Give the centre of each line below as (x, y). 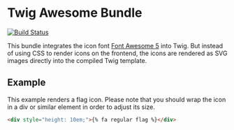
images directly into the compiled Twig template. (77, 60)
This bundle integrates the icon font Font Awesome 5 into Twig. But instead (115, 45)
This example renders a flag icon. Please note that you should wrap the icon (117, 99)
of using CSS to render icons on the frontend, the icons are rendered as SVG (117, 53)
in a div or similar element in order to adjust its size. (81, 107)
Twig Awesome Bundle (75, 13)
